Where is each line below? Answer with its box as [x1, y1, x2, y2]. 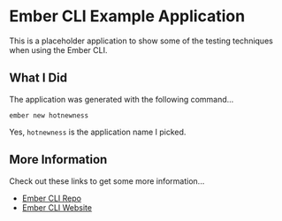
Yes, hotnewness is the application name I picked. [9, 126, 187, 137]
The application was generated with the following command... [9, 94, 234, 104]
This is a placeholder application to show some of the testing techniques [9, 35, 274, 46]
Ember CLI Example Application [9, 6, 246, 27]
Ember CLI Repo [21, 193, 82, 203]
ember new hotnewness [9, 110, 89, 120]
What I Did [9, 71, 68, 86]
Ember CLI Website [21, 202, 93, 213]
